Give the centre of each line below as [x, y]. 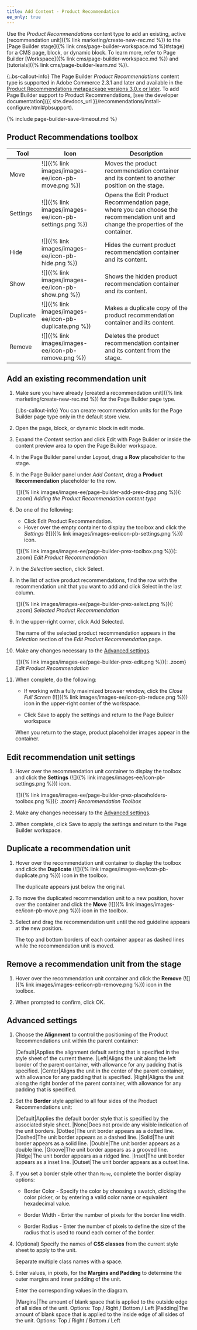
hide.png [53, 263]
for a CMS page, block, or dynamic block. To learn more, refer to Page [91, 52]
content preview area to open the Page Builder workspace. [86, 446]
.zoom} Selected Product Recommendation [67, 610]
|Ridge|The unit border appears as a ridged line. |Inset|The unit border [100, 1156]
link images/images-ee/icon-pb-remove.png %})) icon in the [99, 984]
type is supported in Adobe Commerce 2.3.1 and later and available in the [95, 82]
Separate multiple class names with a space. [69, 1261]
